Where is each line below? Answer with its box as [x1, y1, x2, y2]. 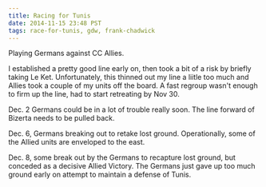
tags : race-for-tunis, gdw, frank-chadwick [8, 26, 156, 34]
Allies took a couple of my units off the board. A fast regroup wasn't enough [8, 81, 258, 90]
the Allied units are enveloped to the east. [8, 137, 145, 147]
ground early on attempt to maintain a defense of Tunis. [8, 169, 192, 180]
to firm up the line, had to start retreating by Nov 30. [8, 90, 180, 99]
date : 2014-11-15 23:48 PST [8, 19, 102, 27]
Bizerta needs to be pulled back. [8, 113, 115, 123]
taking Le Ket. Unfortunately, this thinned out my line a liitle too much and [8, 73, 249, 82]
